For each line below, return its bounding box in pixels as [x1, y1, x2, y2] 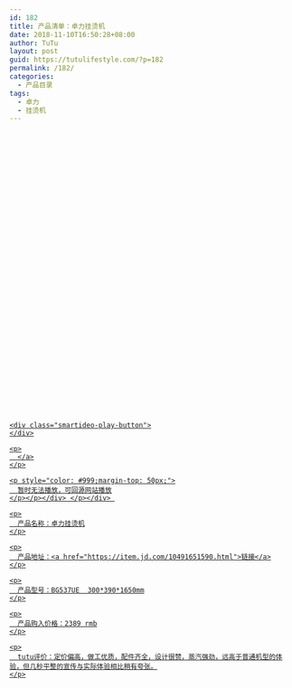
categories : [9, 72, 54, 81]
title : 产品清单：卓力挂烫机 [9, 22, 106, 31]
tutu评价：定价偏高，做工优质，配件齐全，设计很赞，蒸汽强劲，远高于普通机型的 [17, 653, 277, 662]
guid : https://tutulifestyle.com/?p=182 [9, 55, 165, 64]
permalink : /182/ [9, 64, 75, 73]
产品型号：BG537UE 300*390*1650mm [17, 586, 145, 595]
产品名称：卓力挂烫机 [17, 519, 86, 529]
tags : [9, 89, 30, 98]
